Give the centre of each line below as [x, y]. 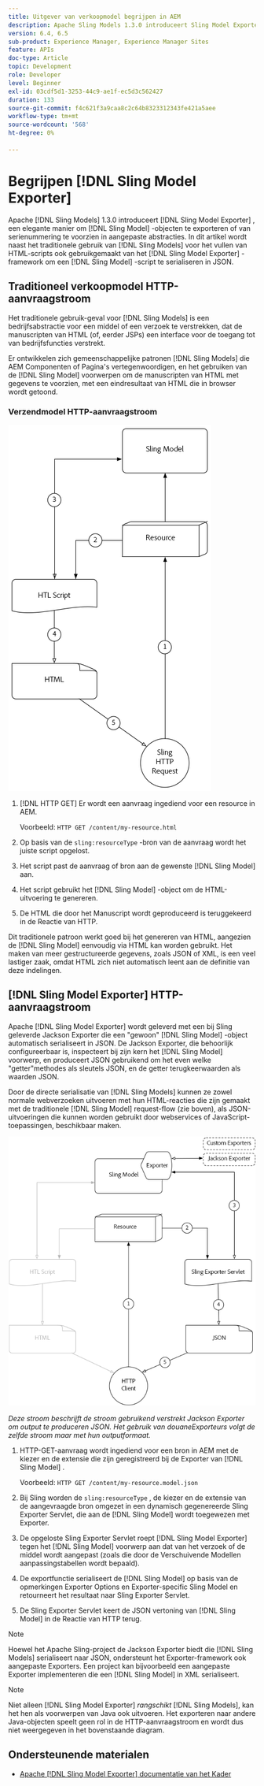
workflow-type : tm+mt [44, 117]
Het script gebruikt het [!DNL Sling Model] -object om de [111, 889]
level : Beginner [35, 83]
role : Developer [35, 75]
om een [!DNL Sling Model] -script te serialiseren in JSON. [139, 262]
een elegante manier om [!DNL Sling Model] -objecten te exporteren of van [130, 228]
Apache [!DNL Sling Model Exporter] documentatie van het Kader [125, 1773]
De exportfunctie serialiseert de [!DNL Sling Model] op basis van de [128, 1578]
